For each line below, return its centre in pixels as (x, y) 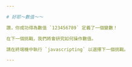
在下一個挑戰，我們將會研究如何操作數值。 (51, 39)
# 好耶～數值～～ (25, 17)
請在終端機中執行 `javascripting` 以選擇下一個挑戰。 (67, 49)
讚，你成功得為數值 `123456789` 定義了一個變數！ (62, 28)
